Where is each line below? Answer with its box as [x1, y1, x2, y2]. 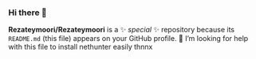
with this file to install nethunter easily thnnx [8, 42, 153, 52]
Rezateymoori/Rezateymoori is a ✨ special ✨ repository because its [8, 25, 235, 35]
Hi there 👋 [8, 7, 48, 18]
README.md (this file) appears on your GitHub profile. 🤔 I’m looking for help [8, 34, 249, 43]
